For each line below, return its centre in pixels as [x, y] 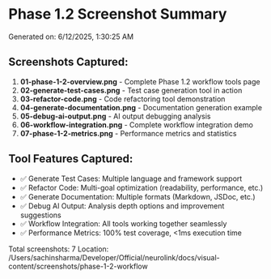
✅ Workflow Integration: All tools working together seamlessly [123, 223]
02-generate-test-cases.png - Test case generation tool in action [131, 90]
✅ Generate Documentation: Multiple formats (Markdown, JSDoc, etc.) [138, 196]
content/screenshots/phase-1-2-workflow [78, 266]
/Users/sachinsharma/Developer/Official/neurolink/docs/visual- [114, 257]
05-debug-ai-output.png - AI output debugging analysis [115, 116]
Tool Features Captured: [71, 159]
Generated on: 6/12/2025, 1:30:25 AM [71, 36]
